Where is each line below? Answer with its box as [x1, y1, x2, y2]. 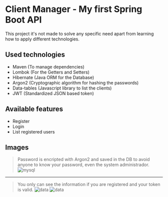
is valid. [17, 186, 33, 193]
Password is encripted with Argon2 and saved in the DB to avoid [17, 156, 150, 162]
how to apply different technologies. [5, 36, 80, 42]
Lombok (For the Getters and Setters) [12, 69, 90, 75]
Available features [5, 105, 63, 113]
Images [5, 143, 29, 151]
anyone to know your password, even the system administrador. [17, 161, 149, 168]
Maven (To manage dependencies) [12, 63, 85, 69]
